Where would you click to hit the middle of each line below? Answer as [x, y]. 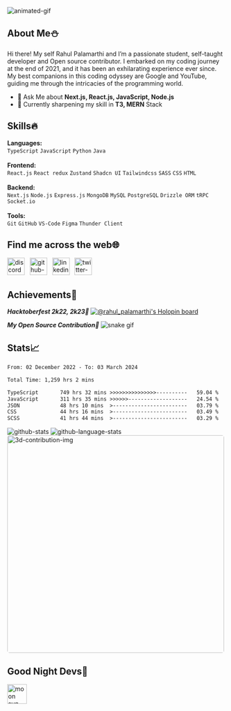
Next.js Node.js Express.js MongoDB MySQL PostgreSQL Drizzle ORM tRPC [108, 195]
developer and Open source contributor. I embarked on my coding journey [113, 61]
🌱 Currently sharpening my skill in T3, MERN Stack [90, 104]
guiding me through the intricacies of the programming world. [95, 83]
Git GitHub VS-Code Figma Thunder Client [65, 224]
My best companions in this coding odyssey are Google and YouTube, [107, 76]
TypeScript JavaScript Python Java [57, 151]
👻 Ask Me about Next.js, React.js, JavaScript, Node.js [96, 97]
